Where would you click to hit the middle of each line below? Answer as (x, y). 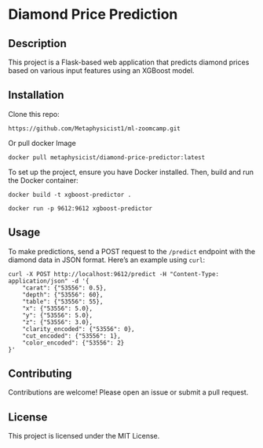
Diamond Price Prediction (93, 15)
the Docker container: (43, 180)
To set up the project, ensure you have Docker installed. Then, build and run (131, 172)
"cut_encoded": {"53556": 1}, (72, 336)
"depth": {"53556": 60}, (63, 295)
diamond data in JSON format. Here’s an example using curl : (107, 260)
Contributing (40, 374)
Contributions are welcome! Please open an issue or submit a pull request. (128, 392)
